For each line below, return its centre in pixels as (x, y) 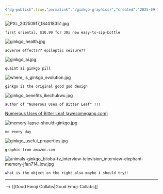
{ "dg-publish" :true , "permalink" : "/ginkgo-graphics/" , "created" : (71, 10)
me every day (18, 132)
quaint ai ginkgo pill (28, 68)
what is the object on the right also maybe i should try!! (67, 173)
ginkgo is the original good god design (47, 86)
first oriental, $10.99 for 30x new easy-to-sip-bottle (63, 32)
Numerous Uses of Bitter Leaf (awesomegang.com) (57, 113)
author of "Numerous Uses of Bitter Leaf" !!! (53, 104)
